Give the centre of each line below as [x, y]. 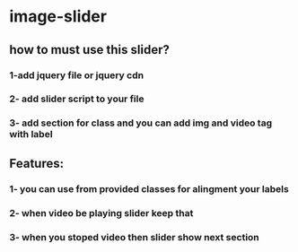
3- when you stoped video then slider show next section [135, 237]
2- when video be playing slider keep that [101, 213]
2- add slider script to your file [77, 99]
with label [31, 135]
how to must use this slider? [90, 50]
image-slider [58, 17]
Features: [37, 163]
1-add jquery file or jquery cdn [77, 75]
